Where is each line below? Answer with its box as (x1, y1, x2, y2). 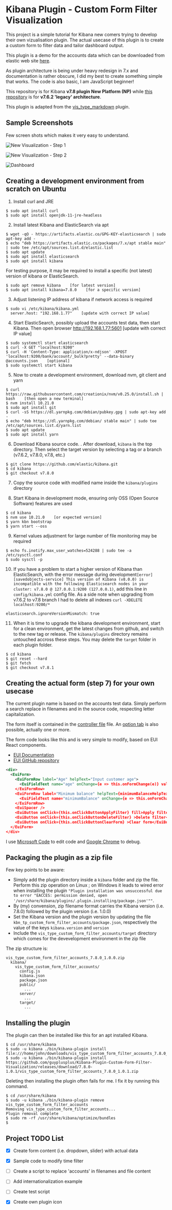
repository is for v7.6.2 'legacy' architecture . (6, 94, 102, 100)
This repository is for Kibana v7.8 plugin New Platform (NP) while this (6, 88, 153, 94)
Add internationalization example (13, 1178, 83, 1184)
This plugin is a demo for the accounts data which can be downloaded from (6, 52, 165, 58)
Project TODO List (6, 1134, 64, 1142)
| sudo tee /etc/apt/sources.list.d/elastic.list (6, 245, 114, 250)
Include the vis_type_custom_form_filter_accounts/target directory (13, 930, 157, 936)
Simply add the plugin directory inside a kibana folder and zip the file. (13, 877, 159, 883)
